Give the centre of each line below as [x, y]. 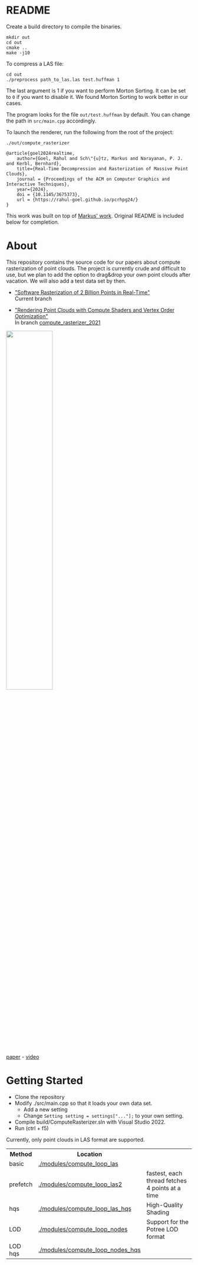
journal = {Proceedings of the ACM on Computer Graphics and [93, 179]
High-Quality [165, 1205]
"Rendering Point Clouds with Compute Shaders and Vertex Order [95, 310]
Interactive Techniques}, [38, 184]
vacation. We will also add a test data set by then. [66, 281]
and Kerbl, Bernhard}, [34, 163]
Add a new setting [45, 1109]
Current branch [33, 299]
